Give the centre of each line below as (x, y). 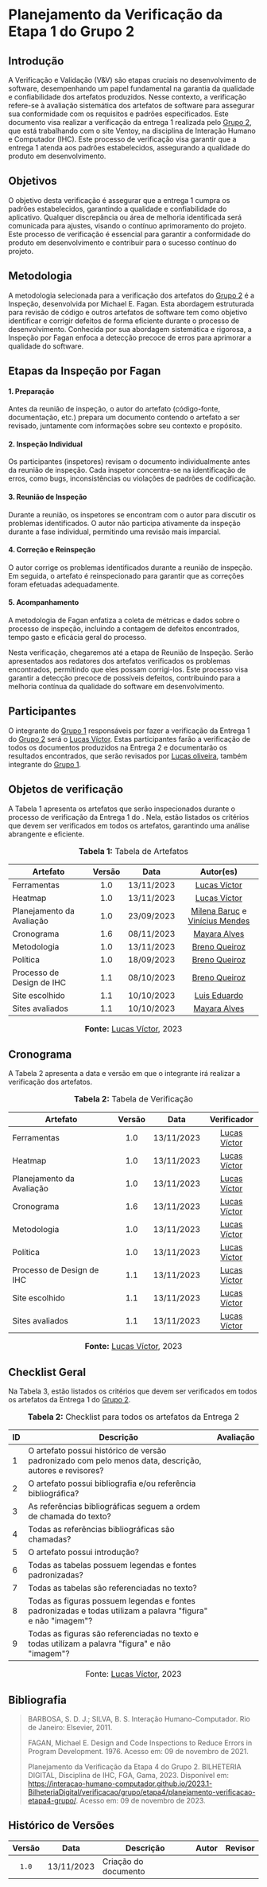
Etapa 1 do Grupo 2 (72, 31)
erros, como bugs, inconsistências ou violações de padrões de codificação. (132, 478)
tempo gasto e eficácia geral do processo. (77, 637)
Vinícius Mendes (219, 921)
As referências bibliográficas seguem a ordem (114, 1507)
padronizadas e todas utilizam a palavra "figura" (118, 1611)
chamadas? (50, 1539)
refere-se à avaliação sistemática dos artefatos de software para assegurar (132, 105)
